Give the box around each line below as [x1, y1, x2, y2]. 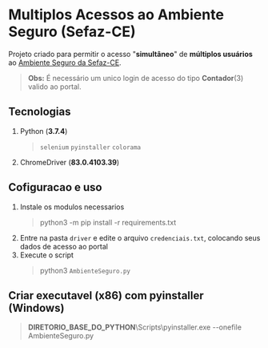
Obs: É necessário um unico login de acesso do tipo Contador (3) [27, 73, 244, 83]
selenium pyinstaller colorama [39, 143, 142, 152]
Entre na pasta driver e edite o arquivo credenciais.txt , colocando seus [19, 233, 261, 242]
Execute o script [19, 250, 74, 260]
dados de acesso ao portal [19, 241, 108, 251]
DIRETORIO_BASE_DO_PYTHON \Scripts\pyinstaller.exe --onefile [27, 322, 242, 332]
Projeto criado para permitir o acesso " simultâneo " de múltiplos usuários [8, 49, 254, 59]
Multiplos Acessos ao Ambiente [8, 6, 224, 24]
